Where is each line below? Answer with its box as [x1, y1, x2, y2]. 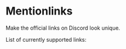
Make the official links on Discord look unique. [5, 24, 121, 31]
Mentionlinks [5, 4, 73, 18]
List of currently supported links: [5, 36, 87, 43]
